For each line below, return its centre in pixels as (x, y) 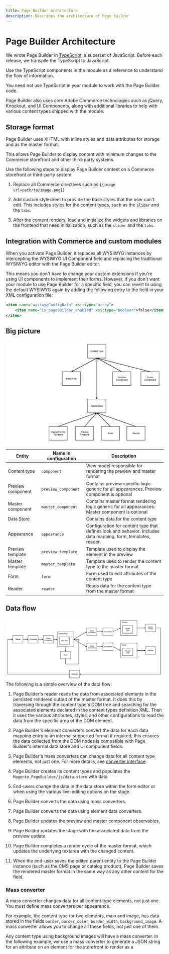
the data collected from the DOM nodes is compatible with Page (79, 741)
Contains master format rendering (121, 501)
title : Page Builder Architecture (42, 11)
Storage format (30, 127)
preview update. (30, 836)
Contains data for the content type (121, 519)
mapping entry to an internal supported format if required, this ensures (86, 735)
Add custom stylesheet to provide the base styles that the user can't (84, 200)
